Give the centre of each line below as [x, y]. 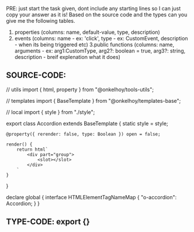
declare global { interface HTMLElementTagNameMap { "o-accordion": [91, 197]
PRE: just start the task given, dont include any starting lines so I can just [93, 8]
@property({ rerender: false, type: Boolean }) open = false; [83, 134]
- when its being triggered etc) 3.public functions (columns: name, [94, 44]
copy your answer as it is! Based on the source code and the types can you [97, 15]
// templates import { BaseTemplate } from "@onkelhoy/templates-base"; [93, 101]
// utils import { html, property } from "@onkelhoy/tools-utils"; [80, 89]
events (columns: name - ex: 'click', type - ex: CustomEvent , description [101, 38]
